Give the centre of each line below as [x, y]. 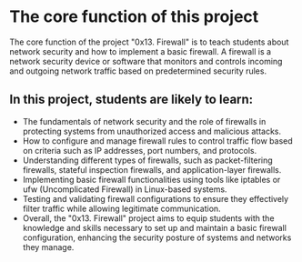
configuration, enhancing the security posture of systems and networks [157, 237]
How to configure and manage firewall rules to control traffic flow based [157, 141]
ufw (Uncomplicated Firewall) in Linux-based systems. [125, 189]
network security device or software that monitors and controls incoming [146, 61]
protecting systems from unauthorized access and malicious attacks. [152, 131]
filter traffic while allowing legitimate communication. [121, 208]
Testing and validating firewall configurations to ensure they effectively [156, 198]
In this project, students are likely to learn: [131, 100]
